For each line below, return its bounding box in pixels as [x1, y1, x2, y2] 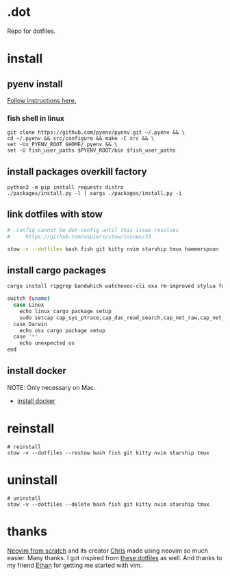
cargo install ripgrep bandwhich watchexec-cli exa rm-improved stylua [7, 283, 216, 290]
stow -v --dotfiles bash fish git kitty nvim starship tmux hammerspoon [7, 245, 219, 253]
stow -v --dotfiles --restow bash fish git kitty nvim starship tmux [7, 449, 210, 457]
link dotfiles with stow [7, 209, 103, 220]
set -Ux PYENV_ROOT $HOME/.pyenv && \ [7, 141, 118, 148]
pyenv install [7, 78, 63, 90]
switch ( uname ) [7, 295, 51, 302]
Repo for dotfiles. [7, 27, 56, 35]
